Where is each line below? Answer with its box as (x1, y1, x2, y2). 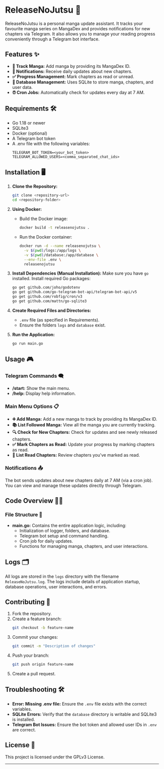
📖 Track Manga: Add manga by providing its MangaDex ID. (12, 63, 131, 69)
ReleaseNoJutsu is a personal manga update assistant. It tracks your (5, 20, 143, 26)
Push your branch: (12, 652, 50, 658)
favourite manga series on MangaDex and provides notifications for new (5, 25, 150, 31)
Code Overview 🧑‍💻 (5, 497, 63, 505)
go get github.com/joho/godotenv (12, 285, 81, 290)
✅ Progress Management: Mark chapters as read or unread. (12, 73, 134, 80)
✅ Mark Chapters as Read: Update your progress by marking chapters (12, 441, 155, 447)
